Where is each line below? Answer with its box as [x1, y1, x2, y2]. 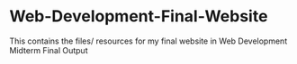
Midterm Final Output [9, 44, 88, 55]
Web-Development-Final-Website [9, 6, 268, 27]
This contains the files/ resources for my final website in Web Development [9, 36, 288, 46]
